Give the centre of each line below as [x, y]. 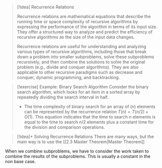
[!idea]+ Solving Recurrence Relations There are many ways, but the [85, 136]
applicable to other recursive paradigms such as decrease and [80, 72]
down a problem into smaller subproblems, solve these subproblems [85, 57]
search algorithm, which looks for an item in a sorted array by [78, 92]
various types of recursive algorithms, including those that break [82, 51]
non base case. [20, 161]
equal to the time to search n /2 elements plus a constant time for [89, 122]
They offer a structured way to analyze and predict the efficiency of [85, 32]
